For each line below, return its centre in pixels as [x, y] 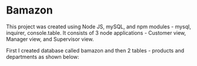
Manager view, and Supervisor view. [50, 39]
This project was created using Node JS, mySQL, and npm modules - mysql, [98, 27]
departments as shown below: [43, 57]
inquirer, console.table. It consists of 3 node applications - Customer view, [96, 32]
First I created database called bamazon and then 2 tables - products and [95, 50]
